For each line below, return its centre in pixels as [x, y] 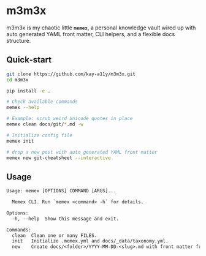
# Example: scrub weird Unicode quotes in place [70, 119]
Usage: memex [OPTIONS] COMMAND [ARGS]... [61, 191]
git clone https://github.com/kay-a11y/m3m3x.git [71, 74]
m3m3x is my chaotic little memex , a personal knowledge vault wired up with [101, 28]
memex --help [23, 108]
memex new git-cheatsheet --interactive [59, 158]
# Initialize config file [39, 135]
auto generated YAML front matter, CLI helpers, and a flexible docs [91, 34]
